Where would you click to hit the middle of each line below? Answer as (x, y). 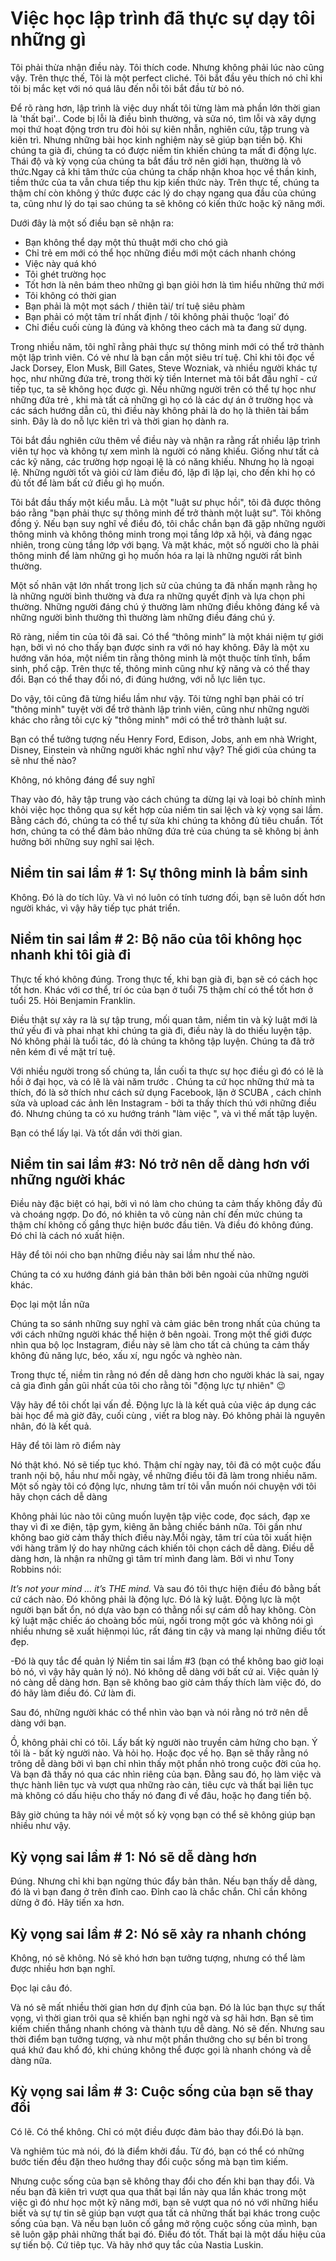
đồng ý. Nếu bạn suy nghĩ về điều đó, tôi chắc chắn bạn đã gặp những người (168, 523)
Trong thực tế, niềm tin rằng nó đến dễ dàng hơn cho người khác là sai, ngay (167, 1375)
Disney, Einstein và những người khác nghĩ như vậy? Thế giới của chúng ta (163, 749)
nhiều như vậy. (41, 1826)
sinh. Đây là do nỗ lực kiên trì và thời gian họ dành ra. (120, 421)
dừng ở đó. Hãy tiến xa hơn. (67, 1903)
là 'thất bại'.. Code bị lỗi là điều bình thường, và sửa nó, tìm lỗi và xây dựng (163, 118)
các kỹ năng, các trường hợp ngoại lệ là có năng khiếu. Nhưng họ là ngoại (162, 461)
